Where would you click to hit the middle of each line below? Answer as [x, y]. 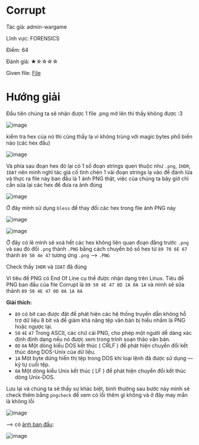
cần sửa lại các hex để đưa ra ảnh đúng [54, 184]
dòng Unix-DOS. [35, 377]
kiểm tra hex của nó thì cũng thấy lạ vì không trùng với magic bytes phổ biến [99, 136]
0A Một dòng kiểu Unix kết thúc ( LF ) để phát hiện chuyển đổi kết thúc [100, 371]
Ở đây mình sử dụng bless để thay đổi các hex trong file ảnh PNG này [91, 208]
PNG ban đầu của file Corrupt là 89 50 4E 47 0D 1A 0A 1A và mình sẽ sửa [95, 284]
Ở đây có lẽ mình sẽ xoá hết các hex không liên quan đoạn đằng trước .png [97, 242]
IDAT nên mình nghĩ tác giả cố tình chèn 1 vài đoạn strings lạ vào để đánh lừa [99, 172]
